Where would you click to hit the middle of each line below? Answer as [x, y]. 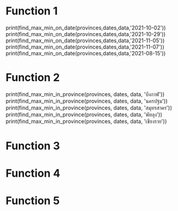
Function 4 [33, 173]
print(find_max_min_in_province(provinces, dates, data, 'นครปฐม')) [87, 101]
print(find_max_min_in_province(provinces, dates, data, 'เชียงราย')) [86, 121]
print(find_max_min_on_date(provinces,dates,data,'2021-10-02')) [86, 28]
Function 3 [33, 146]
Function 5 [33, 201]
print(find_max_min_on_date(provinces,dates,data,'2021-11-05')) [85, 40]
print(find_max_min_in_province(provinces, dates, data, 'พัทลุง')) [84, 114]
